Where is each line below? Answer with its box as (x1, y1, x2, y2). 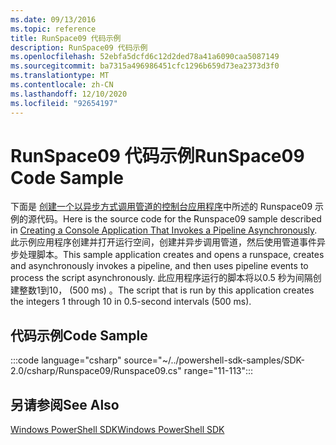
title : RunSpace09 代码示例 (10, 33, 122, 43)
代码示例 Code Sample (10, 327, 148, 344)
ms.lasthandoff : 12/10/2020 (10, 89, 128, 99)
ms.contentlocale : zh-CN (10, 80, 114, 90)
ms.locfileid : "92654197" (10, 98, 118, 108)
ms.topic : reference (10, 24, 97, 34)
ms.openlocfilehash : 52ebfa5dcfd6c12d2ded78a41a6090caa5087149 (10, 52, 280, 62)
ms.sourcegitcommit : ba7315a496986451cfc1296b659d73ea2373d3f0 (10, 61, 280, 71)
